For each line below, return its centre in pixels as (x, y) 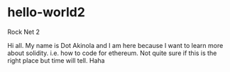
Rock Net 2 (24, 32)
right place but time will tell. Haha (56, 60)
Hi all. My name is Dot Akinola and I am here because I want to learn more (115, 45)
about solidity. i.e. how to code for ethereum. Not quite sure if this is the (112, 53)
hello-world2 (46, 12)
